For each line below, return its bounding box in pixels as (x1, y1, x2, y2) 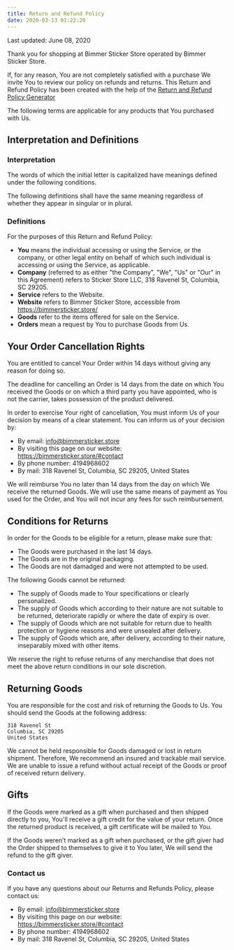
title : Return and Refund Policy (7, 10, 105, 17)
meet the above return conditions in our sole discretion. (7, 662, 167, 671)
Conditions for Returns (7, 515, 109, 527)
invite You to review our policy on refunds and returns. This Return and (7, 78, 211, 86)
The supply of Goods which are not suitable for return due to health (17, 619, 212, 628)
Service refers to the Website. (17, 291, 105, 299)
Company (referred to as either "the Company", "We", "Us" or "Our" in (17, 268, 221, 277)
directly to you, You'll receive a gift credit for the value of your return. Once (7, 815, 224, 823)
